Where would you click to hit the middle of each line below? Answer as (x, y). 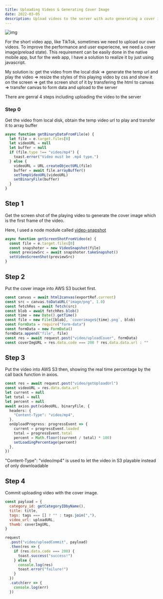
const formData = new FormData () (39, 329)
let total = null (23, 397)
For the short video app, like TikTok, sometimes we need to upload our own (80, 42)
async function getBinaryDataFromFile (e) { (50, 134)
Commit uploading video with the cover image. (52, 493)
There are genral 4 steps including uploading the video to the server (73, 97)
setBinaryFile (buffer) (37, 180)
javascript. (16, 63)
